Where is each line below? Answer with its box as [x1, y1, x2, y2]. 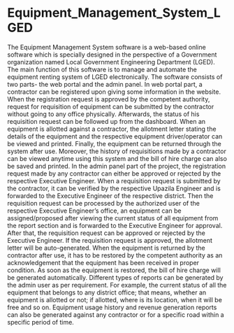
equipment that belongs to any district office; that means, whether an [7, 288, 207, 297]
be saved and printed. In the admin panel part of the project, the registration [7, 162, 226, 170]
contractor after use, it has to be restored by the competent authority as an [7, 250, 223, 260]
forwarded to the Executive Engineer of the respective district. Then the [7, 191, 214, 200]
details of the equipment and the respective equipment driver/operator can [7, 132, 223, 141]
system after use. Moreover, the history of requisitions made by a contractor [7, 147, 227, 155]
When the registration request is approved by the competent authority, [7, 94, 210, 103]
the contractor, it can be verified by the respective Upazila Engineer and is [7, 184, 221, 192]
